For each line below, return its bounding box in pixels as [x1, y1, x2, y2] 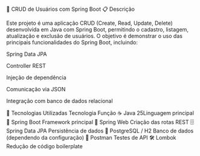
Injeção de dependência [6, 74, 66, 81]
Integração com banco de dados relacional [6, 97, 113, 105]
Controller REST [6, 62, 47, 69]
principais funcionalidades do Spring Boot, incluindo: [6, 39, 138, 46]
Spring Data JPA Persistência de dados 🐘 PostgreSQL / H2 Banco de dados [6, 127, 194, 134]
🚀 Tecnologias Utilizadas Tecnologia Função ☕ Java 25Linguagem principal [6, 109, 195, 117]
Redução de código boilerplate [6, 143, 83, 150]
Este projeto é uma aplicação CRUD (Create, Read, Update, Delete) [6, 19, 173, 27]
